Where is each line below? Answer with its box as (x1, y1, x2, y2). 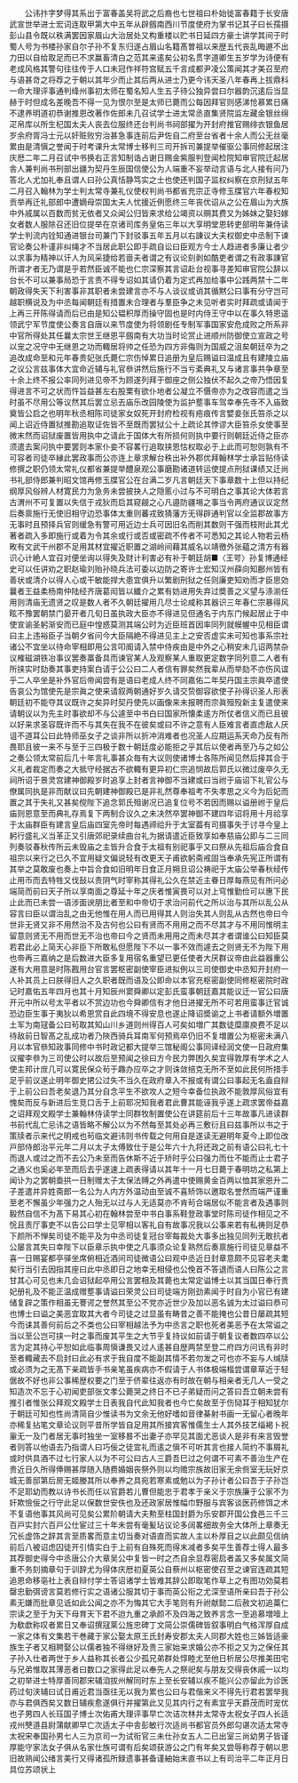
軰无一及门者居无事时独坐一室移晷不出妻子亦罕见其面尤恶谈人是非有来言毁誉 (9, 1431, 289, 1441)
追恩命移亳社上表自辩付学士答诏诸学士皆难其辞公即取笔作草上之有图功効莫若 (9, 1575, 289, 1586)
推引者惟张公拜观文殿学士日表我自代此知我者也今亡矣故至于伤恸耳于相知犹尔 (9, 1397, 289, 1408)
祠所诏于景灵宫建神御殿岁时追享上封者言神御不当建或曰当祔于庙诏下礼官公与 (9, 775, 289, 785)
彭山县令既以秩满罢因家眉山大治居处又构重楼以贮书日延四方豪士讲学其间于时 (9, 30, 289, 40)
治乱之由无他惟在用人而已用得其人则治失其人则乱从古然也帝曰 (55, 908, 281, 919)
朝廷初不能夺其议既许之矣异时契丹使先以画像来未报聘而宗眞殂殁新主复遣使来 (9, 697, 289, 707)
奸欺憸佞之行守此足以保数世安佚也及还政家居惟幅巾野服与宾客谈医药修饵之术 (9, 1498, 289, 1507)
